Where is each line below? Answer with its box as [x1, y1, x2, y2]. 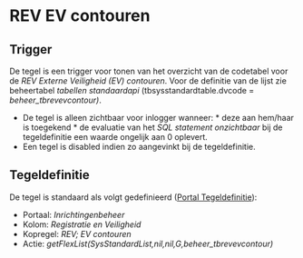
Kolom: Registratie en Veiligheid [22, 219, 142, 230]
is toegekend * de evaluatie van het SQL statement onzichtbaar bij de [22, 122, 283, 133]
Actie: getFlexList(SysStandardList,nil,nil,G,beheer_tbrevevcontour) [22, 238, 274, 249]
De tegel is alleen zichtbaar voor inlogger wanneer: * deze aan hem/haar [22, 113, 295, 123]
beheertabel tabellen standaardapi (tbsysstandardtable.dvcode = [9, 85, 255, 95]
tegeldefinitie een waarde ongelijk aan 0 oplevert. [22, 132, 209, 142]
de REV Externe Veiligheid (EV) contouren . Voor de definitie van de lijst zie [9, 75, 288, 86]
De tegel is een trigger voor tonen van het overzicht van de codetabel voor [9, 65, 288, 76]
